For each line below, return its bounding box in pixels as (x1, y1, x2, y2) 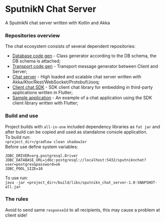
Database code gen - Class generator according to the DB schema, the (12, 53, 157, 59)
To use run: (5, 175, 28, 181)
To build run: (5, 134, 31, 140)
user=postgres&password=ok (5, 162, 61, 167)
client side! (5, 212, 28, 218)
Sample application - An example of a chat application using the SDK (12, 95, 152, 101)
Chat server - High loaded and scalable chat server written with (12, 74, 142, 80)
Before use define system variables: (5, 144, 78, 149)
